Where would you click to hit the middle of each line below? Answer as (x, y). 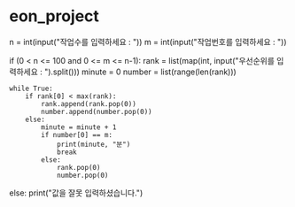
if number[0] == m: (77, 134)
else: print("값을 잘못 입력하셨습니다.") (76, 193)
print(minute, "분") (93, 144)
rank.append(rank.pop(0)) (89, 103)
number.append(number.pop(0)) (97, 111)
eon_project (54, 16)
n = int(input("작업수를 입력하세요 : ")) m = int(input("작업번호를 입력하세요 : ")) (148, 42)
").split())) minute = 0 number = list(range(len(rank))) (140, 72)
